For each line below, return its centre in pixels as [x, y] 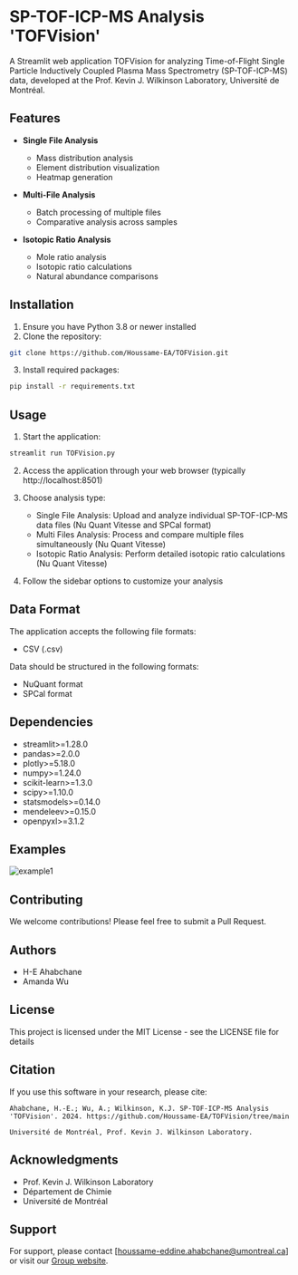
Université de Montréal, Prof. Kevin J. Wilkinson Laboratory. [131, 1132]
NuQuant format [53, 684]
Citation [33, 1070]
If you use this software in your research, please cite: [108, 1091]
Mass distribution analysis [85, 158]
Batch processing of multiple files [98, 212]
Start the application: [62, 437]
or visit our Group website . [59, 1261]
